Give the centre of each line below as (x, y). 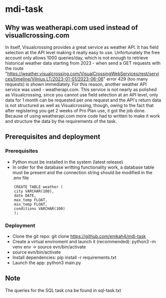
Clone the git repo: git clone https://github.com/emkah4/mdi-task (79, 236)
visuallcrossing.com (37, 35)
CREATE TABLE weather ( (39, 187)
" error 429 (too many (126, 79)
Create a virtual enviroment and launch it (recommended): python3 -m (84, 241)
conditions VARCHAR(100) (40, 208)
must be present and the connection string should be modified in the (82, 172)
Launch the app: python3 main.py (47, 263)
